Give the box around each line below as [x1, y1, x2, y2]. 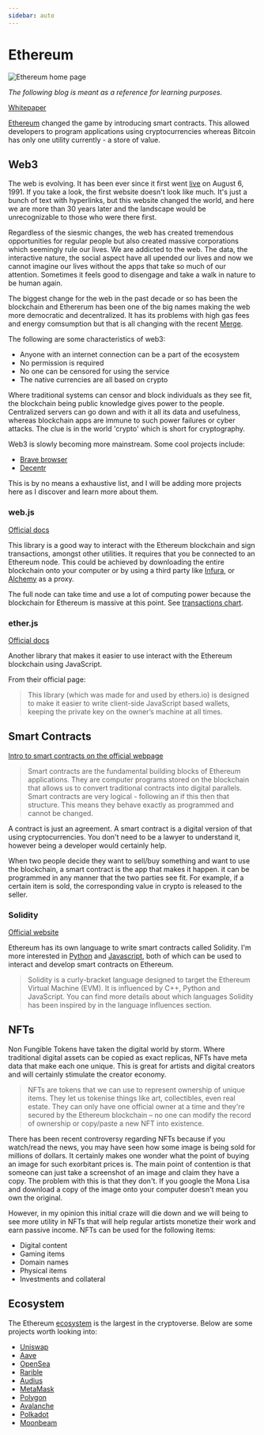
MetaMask [19, 1384, 55, 1394]
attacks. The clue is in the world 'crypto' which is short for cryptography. [8, 424, 246, 434]
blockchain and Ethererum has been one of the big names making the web [8, 302, 251, 312]
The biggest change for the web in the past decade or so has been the [8, 294, 239, 304]
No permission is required [19, 358, 104, 368]
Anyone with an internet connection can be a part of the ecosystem [19, 350, 239, 359]
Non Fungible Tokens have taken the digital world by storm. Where [8, 1044, 225, 1054]
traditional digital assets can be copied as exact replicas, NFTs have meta [8, 1052, 247, 1062]
